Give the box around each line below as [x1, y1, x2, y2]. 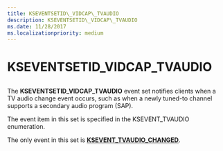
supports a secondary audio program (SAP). [7, 101, 134, 109]
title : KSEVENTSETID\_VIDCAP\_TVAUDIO [7, 10, 119, 17]
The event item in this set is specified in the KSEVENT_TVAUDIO [7, 115, 190, 123]
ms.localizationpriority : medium [7, 29, 104, 37]
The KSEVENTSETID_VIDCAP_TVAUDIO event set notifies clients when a [7, 87, 216, 95]
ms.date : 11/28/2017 [7, 23, 67, 30]
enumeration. [7, 122, 45, 130]
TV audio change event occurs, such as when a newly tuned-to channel [7, 94, 213, 103]
